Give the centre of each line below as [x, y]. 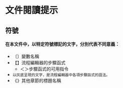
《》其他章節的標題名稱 [37, 80]
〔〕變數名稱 [26, 56]
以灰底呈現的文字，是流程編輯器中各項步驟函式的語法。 [61, 75]
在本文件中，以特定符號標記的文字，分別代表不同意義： [62, 44]
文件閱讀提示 [32, 10]
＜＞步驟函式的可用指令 [44, 69]
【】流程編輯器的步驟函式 [39, 62]
